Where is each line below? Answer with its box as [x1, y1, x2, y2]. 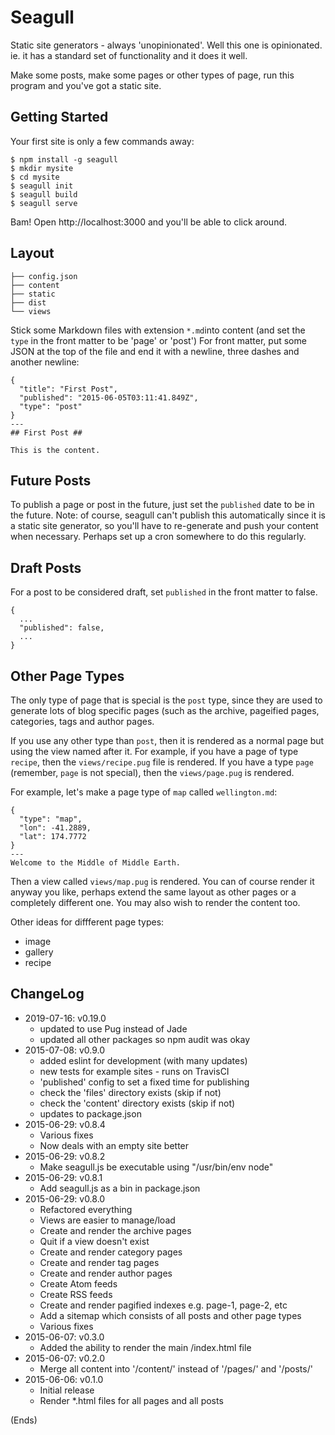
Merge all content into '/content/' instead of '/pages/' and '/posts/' [39, 1362, 313, 1375]
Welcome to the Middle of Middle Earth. [10, 858, 182, 868]
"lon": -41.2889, [19, 823, 92, 833]
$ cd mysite [10, 172, 60, 182]
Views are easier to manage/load [39, 1214, 176, 1226]
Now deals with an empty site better [39, 1139, 190, 1151]
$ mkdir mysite [10, 163, 74, 173]
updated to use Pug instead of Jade [39, 1022, 188, 1035]
